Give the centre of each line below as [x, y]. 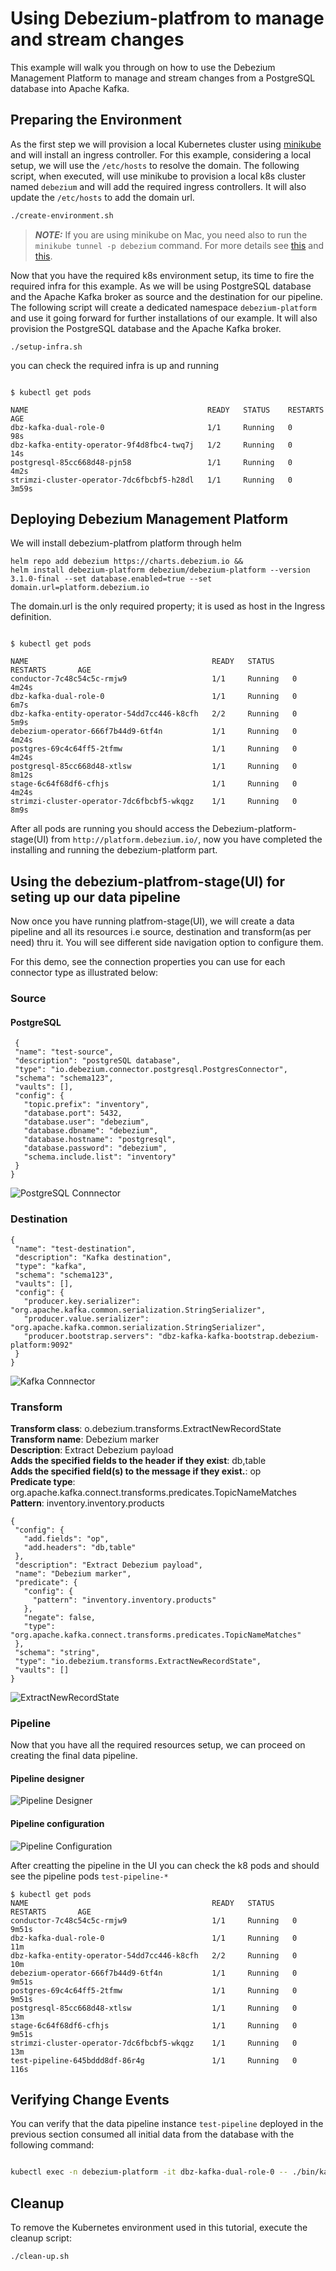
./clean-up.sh [40, 2257]
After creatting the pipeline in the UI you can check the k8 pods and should [165, 1865]
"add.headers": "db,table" [80, 1547]
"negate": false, [60, 1617]
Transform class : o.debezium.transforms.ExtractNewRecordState [146, 1428]
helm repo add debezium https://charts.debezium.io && [127, 562]
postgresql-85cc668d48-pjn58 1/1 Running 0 [151, 462]
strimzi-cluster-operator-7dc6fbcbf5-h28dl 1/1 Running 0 [151, 480]
